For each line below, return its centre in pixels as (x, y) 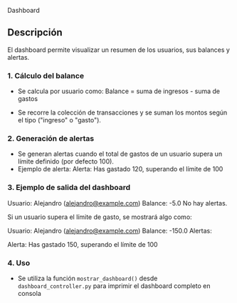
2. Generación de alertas (51, 139)
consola (29, 293)
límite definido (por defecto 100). (65, 161)
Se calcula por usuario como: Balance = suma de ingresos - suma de (119, 91)
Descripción (35, 32)
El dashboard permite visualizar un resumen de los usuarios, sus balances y (118, 50)
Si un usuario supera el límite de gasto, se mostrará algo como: (100, 217)
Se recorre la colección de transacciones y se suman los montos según (122, 112)
